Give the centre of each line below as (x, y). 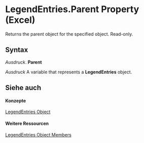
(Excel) (20, 20)
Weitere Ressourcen (27, 123)
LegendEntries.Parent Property (72, 9)
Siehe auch (23, 88)
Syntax (17, 50)
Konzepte (16, 101)
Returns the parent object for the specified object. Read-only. (69, 34)
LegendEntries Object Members (38, 134)
